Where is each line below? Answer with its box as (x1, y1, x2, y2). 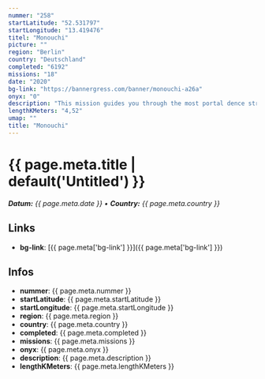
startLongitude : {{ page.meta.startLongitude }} (19, 303, 174, 313)
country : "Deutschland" (8, 56, 87, 64)
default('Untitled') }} (8, 172, 146, 190)
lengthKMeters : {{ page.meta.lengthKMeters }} (19, 362, 175, 371)
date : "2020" (8, 77, 51, 85)
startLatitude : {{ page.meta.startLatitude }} (19, 295, 162, 304)
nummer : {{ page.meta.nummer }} (19, 286, 132, 296)
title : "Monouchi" (8, 122, 69, 129)
